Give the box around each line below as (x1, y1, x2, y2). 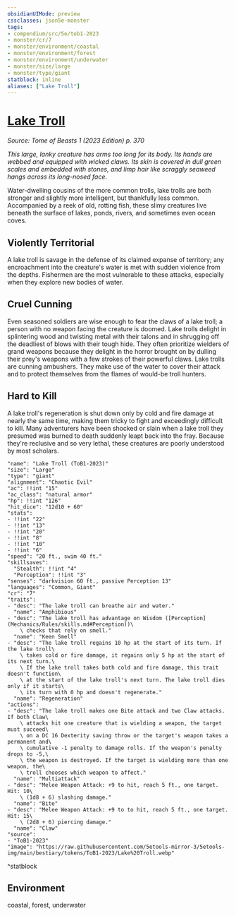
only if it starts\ (7, 682, 65, 689)
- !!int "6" (7, 547, 42, 554)
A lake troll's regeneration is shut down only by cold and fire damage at (7, 409, 214, 417)
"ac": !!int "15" (7, 484, 58, 492)
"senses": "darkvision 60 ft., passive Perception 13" (7, 577, 172, 585)
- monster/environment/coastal (7, 43, 99, 50)
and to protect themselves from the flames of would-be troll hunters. (7, 369, 206, 378)
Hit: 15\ (7, 812, 33, 819)
